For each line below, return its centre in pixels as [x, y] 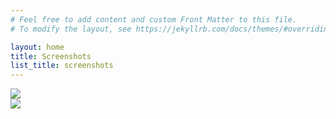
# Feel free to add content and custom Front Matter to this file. [154, 19]
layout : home [37, 47]
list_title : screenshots [62, 66]
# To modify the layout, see [71, 29]
